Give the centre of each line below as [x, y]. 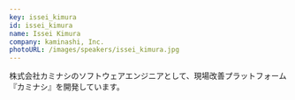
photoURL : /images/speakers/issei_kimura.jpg [94, 50]
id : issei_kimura [41, 25]
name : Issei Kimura [45, 33]
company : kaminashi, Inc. [57, 42]
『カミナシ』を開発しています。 [67, 87]
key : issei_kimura [43, 17]
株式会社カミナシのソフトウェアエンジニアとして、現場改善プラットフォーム [148, 76]
